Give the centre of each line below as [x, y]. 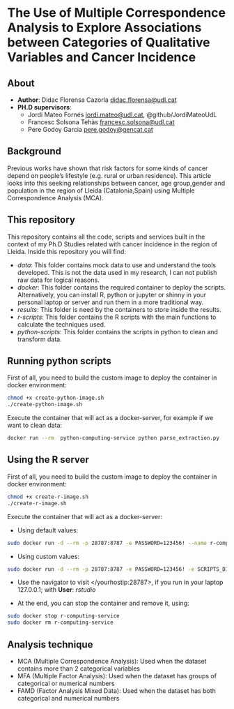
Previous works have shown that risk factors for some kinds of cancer [108, 168]
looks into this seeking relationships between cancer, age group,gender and [116, 183]
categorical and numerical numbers [68, 698]
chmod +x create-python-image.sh [56, 398]
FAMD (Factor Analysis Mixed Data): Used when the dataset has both [116, 691]
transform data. [40, 339]
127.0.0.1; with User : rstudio [56, 590]
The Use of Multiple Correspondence [117, 13]
